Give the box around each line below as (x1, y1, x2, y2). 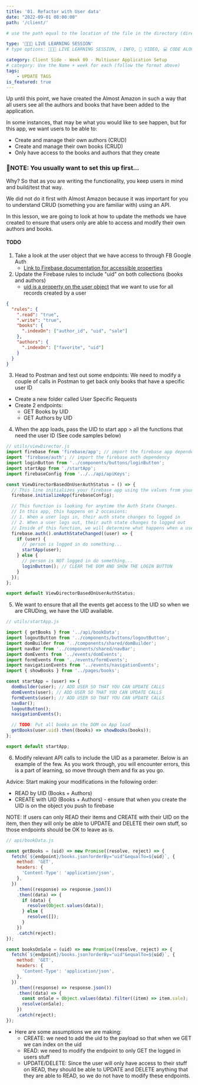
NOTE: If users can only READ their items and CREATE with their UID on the (6, 813, 189, 820)
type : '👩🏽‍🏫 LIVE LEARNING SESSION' (6, 41, 94, 47)
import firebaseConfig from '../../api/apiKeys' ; (6, 471, 131, 477)
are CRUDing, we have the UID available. (14, 608, 114, 615)
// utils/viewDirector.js (6, 443, 70, 450)
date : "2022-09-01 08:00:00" (6, 14, 78, 20)
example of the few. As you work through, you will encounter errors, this (14, 760, 190, 767)
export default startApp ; (6, 743, 70, 749)
